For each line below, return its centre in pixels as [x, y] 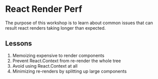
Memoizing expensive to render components [58, 55]
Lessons [19, 44]
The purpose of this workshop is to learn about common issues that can [79, 23]
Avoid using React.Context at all [45, 66]
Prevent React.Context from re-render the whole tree [67, 61]
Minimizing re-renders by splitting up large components [70, 71]
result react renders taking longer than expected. [56, 28]
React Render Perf [44, 9]
